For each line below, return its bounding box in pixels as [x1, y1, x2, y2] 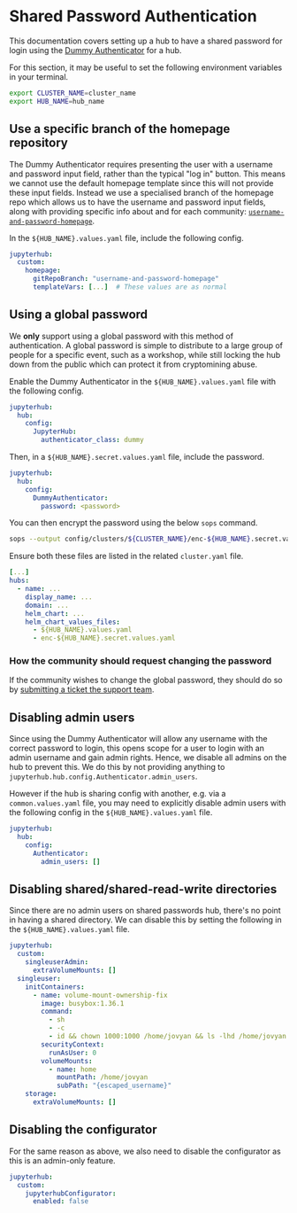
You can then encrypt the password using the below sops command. [9, 517, 258, 528]
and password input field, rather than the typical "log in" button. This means [9, 168, 286, 179]
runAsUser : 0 [48, 1048, 97, 1057]
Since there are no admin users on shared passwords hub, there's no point [9, 906, 281, 916]
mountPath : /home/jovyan [56, 1073, 148, 1082]
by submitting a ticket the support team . [9, 684, 155, 695]
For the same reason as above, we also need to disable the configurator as [9, 1146, 281, 1156]
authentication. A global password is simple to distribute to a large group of [9, 339, 284, 351]
